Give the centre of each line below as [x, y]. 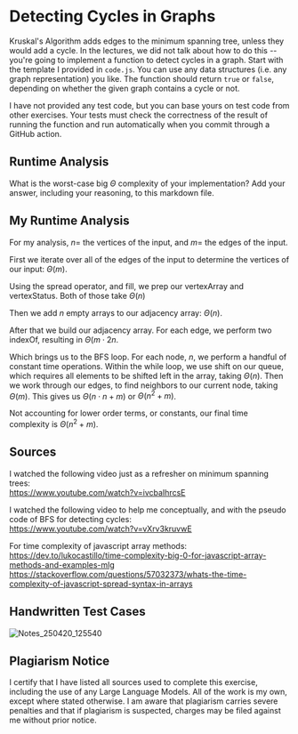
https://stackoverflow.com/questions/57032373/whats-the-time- [128, 574]
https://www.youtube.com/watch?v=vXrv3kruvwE [101, 528]
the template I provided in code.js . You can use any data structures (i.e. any [148, 69]
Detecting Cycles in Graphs [113, 16]
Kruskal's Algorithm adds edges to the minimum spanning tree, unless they [147, 41]
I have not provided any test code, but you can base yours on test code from [149, 105]
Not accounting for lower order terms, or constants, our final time [129, 413]
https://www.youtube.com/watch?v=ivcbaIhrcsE [97, 492]
